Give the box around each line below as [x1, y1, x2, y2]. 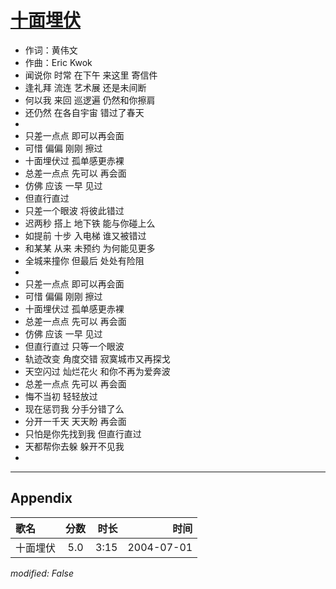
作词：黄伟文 [24, 44, 78, 56]
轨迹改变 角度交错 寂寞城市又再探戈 [24, 352, 171, 365]
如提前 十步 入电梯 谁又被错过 [24, 229, 147, 241]
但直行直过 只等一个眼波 [24, 340, 125, 352]
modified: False [10, 567, 75, 579]
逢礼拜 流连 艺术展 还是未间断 [24, 81, 147, 93]
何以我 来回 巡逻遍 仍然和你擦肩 [24, 94, 156, 106]
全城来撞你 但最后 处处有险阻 [24, 254, 145, 266]
